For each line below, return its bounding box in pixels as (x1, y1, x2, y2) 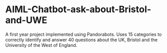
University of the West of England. (5, 42, 78, 48)
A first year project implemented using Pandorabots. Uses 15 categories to (5, 31, 162, 37)
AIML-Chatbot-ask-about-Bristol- (5, 4, 152, 15)
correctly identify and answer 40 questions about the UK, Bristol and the (5, 37, 158, 43)
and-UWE (5, 14, 47, 26)
